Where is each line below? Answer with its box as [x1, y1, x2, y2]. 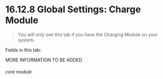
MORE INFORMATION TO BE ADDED [5, 56, 83, 63]
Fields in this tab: [5, 47, 42, 53]
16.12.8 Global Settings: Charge [5, 4, 141, 15]
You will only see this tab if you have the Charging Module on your [17, 31, 158, 37]
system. [17, 37, 35, 43]
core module [5, 68, 32, 75]
